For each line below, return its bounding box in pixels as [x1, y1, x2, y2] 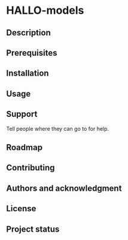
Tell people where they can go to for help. [6, 125, 109, 132]
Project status [6, 224, 60, 234]
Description [6, 28, 51, 38]
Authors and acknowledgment [6, 183, 122, 193]
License [6, 203, 36, 214]
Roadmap [6, 142, 43, 152]
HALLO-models [6, 4, 84, 17]
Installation [6, 68, 49, 79]
